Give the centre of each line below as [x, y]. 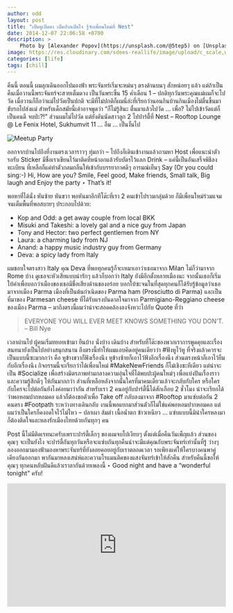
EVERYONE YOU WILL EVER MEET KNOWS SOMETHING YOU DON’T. [124, 321]
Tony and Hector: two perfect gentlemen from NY [88, 232]
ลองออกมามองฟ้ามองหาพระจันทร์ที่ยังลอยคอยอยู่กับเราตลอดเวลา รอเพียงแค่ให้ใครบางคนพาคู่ [112, 450]
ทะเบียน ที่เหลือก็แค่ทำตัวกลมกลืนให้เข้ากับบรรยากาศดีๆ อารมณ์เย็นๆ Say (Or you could [110, 167]
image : [17, 53]
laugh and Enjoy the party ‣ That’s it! [60, 182]
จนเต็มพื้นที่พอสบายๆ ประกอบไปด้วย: [49, 204]
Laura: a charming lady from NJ [62, 240]
